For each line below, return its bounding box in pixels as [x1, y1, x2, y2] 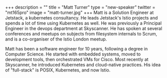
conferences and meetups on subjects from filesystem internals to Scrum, [5, 31, 158, 36]
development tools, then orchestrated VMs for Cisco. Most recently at [5, 56, 149, 62]
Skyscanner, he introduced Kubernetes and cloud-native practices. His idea [5, 62, 161, 67]
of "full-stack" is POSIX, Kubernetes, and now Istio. [5, 67, 111, 73]
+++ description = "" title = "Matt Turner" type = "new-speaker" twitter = [5, 4, 156, 10]
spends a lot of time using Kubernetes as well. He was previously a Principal [5, 20, 162, 26]
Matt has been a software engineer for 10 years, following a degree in [5, 46, 148, 51]
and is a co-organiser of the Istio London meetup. [5, 36, 107, 42]
